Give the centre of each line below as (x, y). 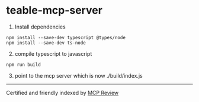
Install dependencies (40, 27)
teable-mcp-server (54, 10)
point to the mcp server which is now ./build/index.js (79, 75)
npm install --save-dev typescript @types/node (66, 37)
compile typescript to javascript (53, 53)
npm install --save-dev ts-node (46, 43)
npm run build (24, 65)
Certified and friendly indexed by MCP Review (62, 93)
